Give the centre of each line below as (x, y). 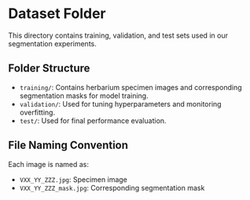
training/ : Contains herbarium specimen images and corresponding (131, 87)
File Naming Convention (68, 145)
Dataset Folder (57, 14)
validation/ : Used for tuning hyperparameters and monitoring (120, 104)
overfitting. (37, 112)
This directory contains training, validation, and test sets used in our (118, 35)
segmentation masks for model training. (84, 96)
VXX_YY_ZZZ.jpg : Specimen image (74, 179)
